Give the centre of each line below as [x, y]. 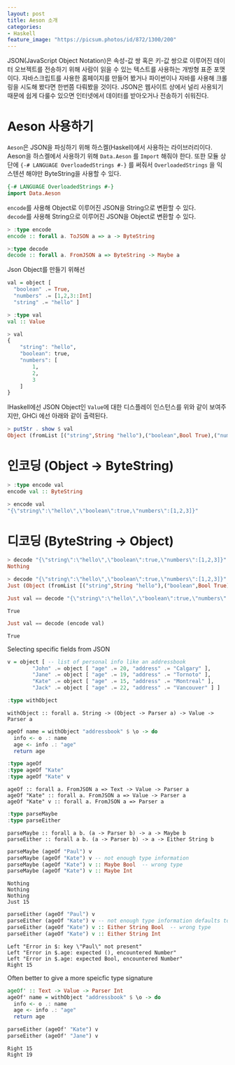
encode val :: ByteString [45, 491]
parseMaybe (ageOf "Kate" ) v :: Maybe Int [70, 871]
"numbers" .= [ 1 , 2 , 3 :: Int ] [53, 296]
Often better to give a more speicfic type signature [80, 977]
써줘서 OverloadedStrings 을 [175, 165]
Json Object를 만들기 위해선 [46, 270]
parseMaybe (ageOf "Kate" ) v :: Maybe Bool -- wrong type [95, 865]
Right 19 [20, 1054]
